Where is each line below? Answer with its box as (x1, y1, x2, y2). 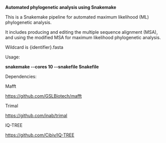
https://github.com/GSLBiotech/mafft (5, 93, 82, 99)
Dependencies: (5, 74, 37, 80)
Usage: (5, 54, 20, 60)
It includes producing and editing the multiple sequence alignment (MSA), (5, 29, 158, 35)
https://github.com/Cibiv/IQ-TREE (5, 132, 74, 138)
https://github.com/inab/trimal (5, 113, 67, 118)
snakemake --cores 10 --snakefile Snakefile (5, 64, 99, 69)
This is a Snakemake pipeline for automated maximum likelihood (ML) (5, 14, 149, 20)
